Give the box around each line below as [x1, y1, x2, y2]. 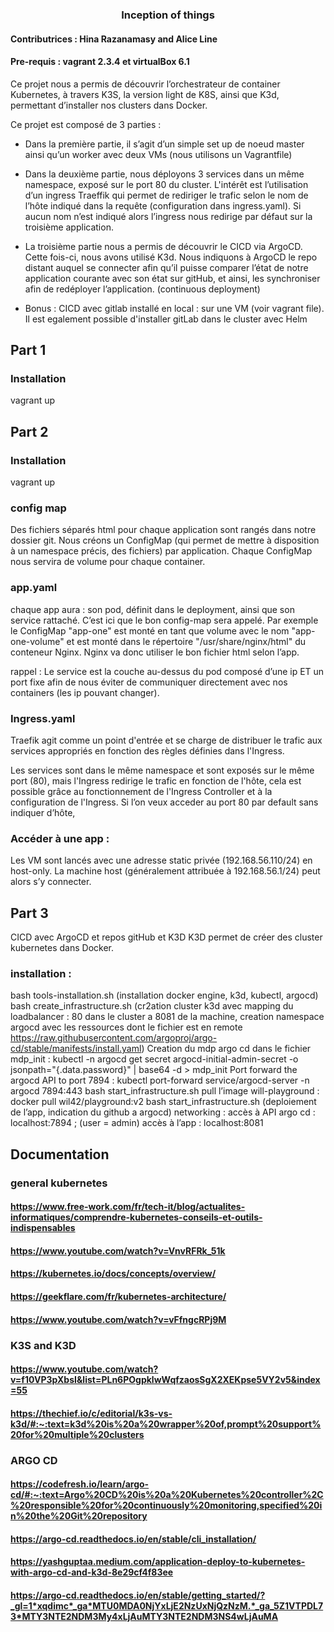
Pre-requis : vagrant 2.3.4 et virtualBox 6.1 [10, 56, 190, 68]
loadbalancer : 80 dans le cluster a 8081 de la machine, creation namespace [10, 1011, 325, 1023]
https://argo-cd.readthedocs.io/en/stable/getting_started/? [10, 1589, 266, 1602]
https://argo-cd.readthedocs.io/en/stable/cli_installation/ [10, 1533, 257, 1545]
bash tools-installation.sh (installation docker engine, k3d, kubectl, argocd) [10, 989, 319, 1002]
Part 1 [10, 342, 47, 359]
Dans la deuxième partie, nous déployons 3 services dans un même [24, 168, 305, 180]
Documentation [10, 1146, 110, 1163]
